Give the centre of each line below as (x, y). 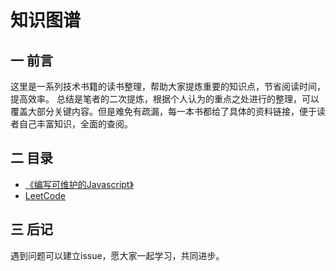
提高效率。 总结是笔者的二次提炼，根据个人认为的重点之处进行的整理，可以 (165, 99)
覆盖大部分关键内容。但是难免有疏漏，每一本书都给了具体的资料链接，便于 (163, 111)
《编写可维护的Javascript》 (79, 184)
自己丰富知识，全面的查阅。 (75, 124)
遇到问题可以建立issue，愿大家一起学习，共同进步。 (117, 255)
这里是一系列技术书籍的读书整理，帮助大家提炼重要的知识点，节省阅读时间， (168, 86)
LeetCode (45, 195)
